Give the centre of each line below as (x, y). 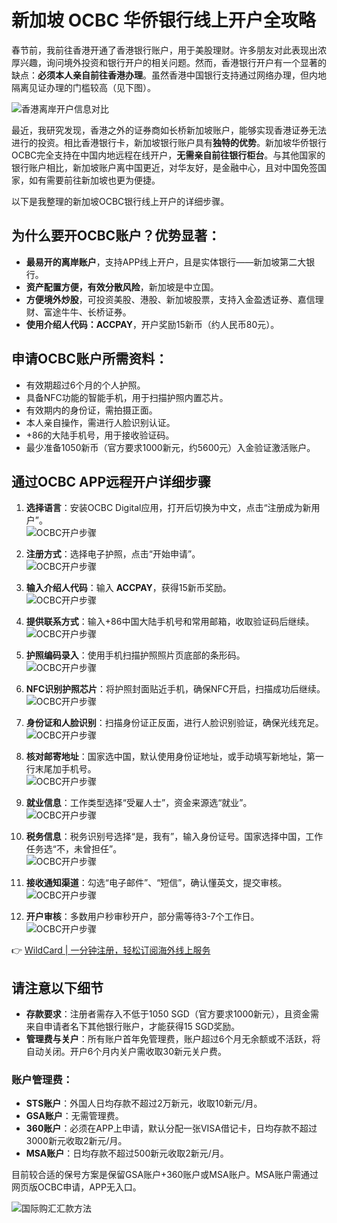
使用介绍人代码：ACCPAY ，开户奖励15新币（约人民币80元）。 (152, 324)
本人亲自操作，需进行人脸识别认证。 (100, 422)
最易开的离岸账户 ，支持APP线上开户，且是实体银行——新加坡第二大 (166, 262)
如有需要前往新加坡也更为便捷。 (94, 180)
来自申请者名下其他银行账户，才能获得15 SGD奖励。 (133, 1027)
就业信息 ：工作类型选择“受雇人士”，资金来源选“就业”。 (139, 803)
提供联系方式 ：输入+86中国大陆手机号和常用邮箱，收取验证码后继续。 (170, 622)
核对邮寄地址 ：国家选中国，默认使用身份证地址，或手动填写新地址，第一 (174, 757)
